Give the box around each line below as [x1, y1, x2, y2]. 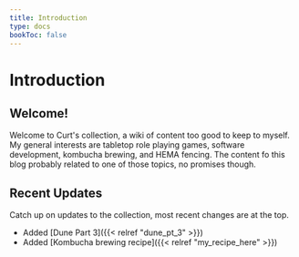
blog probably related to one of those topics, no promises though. [9, 159, 257, 170]
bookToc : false [9, 30, 67, 39]
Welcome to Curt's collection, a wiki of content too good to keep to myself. [9, 129, 290, 141]
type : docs [9, 22, 51, 31]
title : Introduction [9, 13, 88, 23]
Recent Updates [9, 185, 103, 200]
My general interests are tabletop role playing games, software [9, 139, 245, 150]
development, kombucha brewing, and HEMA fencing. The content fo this [9, 149, 285, 160]
